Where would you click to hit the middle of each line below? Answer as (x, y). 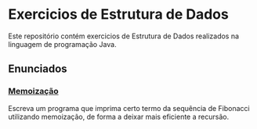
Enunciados (38, 69)
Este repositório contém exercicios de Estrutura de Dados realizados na (124, 36)
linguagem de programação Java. (62, 44)
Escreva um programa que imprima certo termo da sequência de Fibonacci (129, 108)
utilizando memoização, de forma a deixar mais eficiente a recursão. (119, 116)
